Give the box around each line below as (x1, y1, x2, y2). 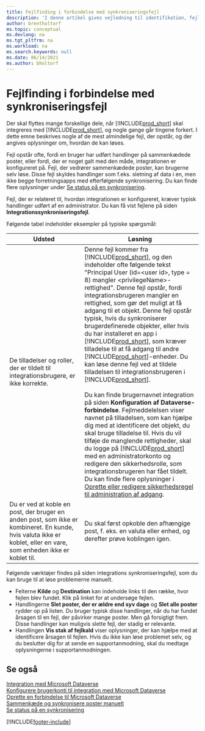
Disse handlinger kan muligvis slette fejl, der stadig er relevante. (15, 620, 176, 628)
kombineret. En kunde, (9, 523, 74, 531)
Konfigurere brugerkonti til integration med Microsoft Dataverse (6, 687, 166, 694)
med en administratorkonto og (84, 452, 171, 460)
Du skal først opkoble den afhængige (84, 519, 191, 528)
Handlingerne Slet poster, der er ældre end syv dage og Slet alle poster (15, 601, 198, 608)
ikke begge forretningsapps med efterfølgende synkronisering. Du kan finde (6, 177, 198, 184)
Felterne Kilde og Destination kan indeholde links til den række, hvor (15, 588, 189, 595)
